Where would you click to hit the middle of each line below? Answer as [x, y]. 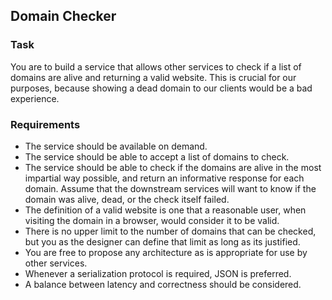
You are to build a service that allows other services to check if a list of [156, 66]
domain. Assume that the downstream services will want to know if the [170, 188]
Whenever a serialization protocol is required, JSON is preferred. [158, 273]
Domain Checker [63, 16]
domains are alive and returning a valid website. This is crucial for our [153, 77]
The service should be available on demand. [116, 146]
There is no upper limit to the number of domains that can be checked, [170, 231]
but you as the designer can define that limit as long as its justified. [162, 241]
